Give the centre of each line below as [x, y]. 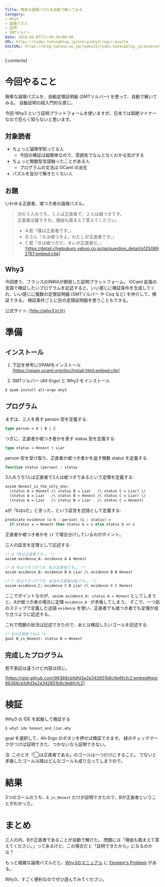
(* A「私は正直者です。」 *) [30, 554]
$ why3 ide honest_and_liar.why [38, 728]
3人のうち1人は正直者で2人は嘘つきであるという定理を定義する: [69, 477]
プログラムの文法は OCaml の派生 [53, 168]
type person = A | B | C [30, 428]
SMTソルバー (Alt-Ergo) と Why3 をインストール [61, 381]
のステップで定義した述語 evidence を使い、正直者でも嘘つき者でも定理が [80, 608]
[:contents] [16, 60]
